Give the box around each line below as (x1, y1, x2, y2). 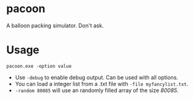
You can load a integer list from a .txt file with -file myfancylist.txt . (15, 80, 189, 87)
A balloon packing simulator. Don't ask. (6, 22, 104, 29)
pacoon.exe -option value (6, 63, 72, 69)
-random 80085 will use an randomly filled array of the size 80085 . (15, 87, 179, 94)
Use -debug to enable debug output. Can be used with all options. (15, 73, 179, 81)
